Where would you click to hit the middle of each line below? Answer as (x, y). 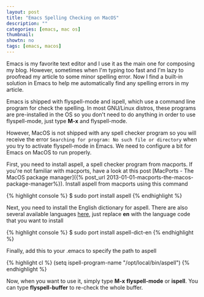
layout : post (23, 12)
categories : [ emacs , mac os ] (43, 29)
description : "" (27, 23)
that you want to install (35, 220)
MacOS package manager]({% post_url (56, 177)
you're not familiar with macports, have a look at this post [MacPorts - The (100, 171)
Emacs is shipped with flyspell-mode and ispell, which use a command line (101, 101)
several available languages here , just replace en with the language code (98, 214)
